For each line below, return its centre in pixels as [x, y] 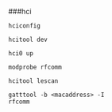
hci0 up [21, 54]
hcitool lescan [33, 81]
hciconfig [25, 26]
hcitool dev [28, 39]
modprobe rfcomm [35, 67]
